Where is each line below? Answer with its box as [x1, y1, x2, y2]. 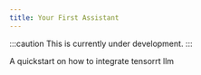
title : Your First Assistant [9, 13, 120, 23]
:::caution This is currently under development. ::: [9, 38, 193, 49]
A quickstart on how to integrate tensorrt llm [9, 55, 175, 66]
